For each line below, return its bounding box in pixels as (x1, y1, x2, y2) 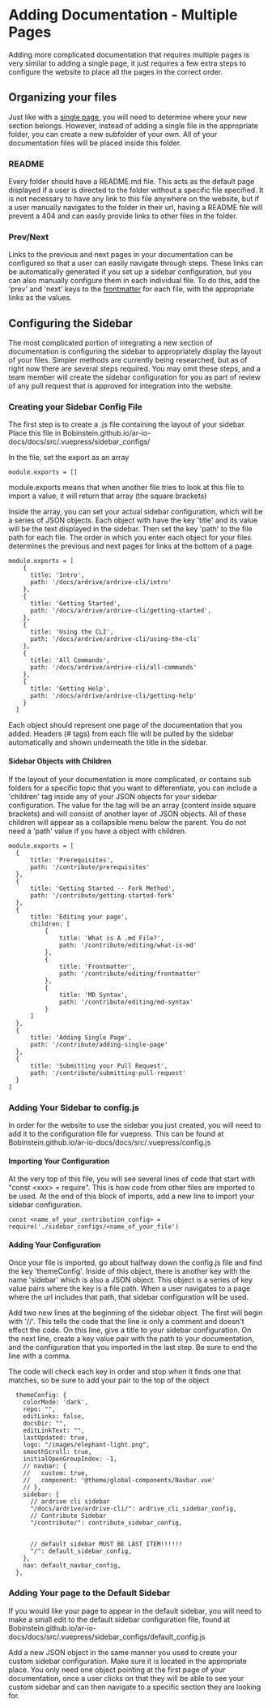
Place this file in (8, 428, 62, 438)
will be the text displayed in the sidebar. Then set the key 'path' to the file (8, 524, 253, 534)
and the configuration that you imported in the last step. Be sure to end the (8, 1343, 257, 1352)
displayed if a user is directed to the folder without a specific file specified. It (8, 185, 264, 196)
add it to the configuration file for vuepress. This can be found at (8, 1129, 224, 1138)
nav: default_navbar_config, (23, 1562, 121, 1570)
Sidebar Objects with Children (8, 756, 112, 766)
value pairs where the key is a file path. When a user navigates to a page (8, 1283, 251, 1293)
